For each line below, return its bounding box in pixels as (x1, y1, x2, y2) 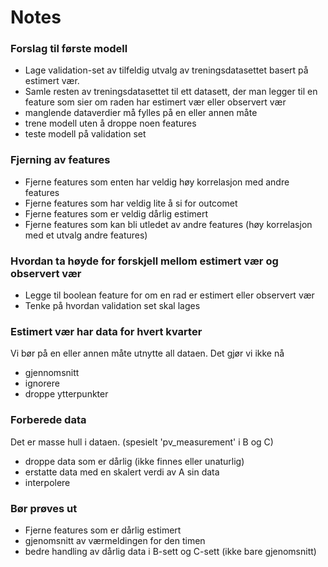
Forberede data (10, 413, 87, 427)
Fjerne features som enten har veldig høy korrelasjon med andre (24, 176, 290, 188)
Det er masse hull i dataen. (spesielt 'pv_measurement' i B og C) (10, 436, 274, 448)
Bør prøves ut (10, 501, 78, 515)
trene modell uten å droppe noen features (24, 117, 197, 130)
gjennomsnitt (24, 367, 80, 379)
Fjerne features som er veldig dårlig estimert (24, 207, 209, 220)
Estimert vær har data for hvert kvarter (10, 325, 203, 338)
